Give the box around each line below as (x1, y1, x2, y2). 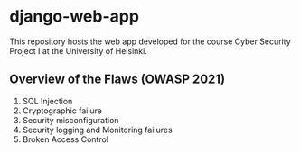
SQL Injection (22, 95, 73, 106)
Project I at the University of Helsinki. (9, 45, 147, 56)
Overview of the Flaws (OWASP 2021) (9, 72, 226, 87)
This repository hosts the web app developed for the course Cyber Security (9, 36, 291, 47)
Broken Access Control (22, 133, 108, 145)
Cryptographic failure (22, 105, 102, 116)
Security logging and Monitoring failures (22, 124, 173, 135)
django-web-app (9, 6, 140, 27)
